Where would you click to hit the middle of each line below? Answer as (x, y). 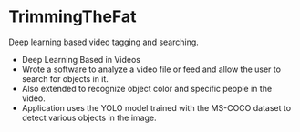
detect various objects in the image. (89, 117)
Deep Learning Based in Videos (81, 59)
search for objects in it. (65, 78)
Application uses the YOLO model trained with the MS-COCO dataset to (156, 107)
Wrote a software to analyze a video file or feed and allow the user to (151, 69)
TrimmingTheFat (72, 17)
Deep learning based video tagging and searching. (104, 42)
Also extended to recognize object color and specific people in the (147, 88)
